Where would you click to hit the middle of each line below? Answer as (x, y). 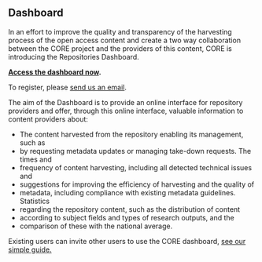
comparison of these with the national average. (96, 226)
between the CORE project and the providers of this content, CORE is (120, 48)
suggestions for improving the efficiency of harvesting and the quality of (137, 184)
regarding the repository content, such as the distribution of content (130, 209)
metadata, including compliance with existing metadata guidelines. (127, 192)
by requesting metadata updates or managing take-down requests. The (135, 151)
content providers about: (48, 119)
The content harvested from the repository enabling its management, (131, 134)
